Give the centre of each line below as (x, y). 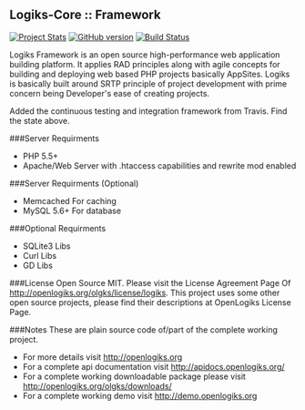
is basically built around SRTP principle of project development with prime (148, 83)
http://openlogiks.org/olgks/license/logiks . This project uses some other (145, 292)
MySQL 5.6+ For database (71, 210)
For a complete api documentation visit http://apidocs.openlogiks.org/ (153, 366)
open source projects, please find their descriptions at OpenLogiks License (150, 302)
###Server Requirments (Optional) (74, 183)
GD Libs (37, 265)
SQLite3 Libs (46, 246)
